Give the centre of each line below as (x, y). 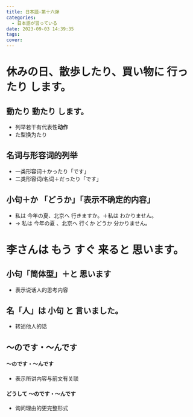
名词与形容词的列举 (42, 155)
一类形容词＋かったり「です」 (52, 171)
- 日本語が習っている (35, 23)
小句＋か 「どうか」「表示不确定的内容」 (81, 200)
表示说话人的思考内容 (41, 290)
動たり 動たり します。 (47, 111)
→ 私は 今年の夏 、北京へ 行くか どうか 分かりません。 (83, 223)
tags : (13, 35)
